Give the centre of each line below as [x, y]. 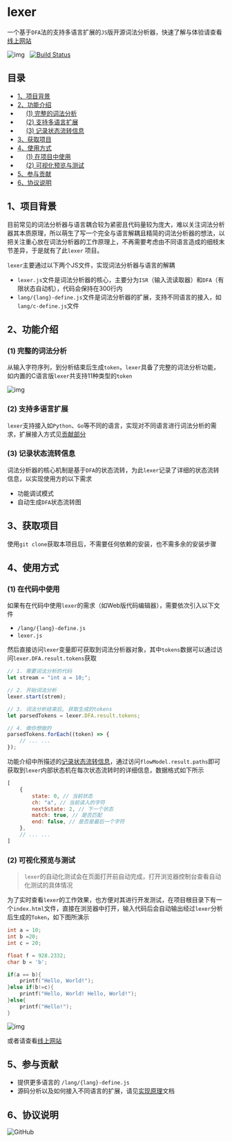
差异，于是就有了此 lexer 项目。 [58, 250]
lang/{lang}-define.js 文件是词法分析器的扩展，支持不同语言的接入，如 [119, 297]
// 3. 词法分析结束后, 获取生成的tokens [60, 709]
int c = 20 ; [24, 943]
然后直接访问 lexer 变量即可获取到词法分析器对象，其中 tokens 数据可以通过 [112, 650]
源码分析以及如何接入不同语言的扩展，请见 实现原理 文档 [96, 1091]
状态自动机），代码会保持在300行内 [73, 288]
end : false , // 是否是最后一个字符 [78, 822]
